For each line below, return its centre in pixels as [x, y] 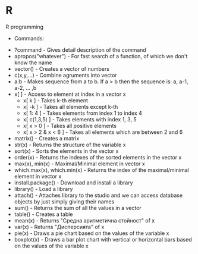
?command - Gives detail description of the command [80, 50]
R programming [25, 27]
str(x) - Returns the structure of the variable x [70, 145]
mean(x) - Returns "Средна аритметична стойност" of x [84, 220]
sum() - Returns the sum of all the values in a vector [78, 208]
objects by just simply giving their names [64, 201]
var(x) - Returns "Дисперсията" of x [59, 227]
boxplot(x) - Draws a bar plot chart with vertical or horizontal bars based [103, 239]
